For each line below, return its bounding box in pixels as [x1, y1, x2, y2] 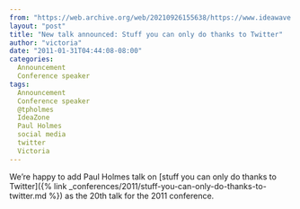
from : [9, 13, 30, 22]
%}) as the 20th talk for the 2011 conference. [49, 190, 215, 201]
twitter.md [9, 190, 48, 201]
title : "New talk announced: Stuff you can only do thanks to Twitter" [9, 30, 283, 39]
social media [17, 130, 66, 139]
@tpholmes [17, 105, 54, 114]
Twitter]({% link [9, 180, 67, 191]
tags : [9, 80, 30, 89]
